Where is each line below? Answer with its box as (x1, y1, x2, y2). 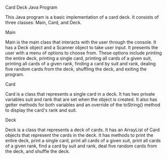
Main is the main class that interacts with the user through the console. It (5, 39, 156, 45)
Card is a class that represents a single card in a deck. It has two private (5, 91, 155, 97)
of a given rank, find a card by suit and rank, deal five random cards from (5, 143, 157, 149)
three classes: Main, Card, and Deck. (5, 20, 82, 25)
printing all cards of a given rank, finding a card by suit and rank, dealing (5, 61, 156, 66)
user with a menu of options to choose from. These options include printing (5, 50, 162, 56)
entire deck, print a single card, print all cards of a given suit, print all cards (5, 138, 161, 143)
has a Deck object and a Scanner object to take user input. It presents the (5, 45, 158, 50)
